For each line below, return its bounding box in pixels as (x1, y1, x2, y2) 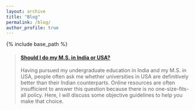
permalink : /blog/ (6, 19, 51, 25)
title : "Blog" (6, 14, 41, 20)
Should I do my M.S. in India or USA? (20, 54, 111, 61)
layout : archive (6, 8, 46, 15)
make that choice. (20, 98, 64, 105)
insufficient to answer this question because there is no (20, 86, 155, 93)
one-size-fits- (155, 86, 189, 93)
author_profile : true (6, 24, 59, 31)
